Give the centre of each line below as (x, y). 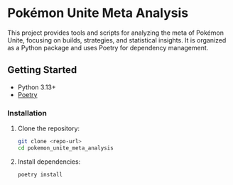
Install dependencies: (49, 162)
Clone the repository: (49, 128)
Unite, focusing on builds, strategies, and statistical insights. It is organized (117, 40)
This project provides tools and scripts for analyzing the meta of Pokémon (115, 33)
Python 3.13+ (37, 87)
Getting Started (42, 70)
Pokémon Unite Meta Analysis (98, 13)
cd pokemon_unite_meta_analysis (65, 148)
